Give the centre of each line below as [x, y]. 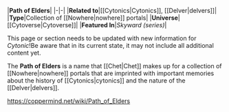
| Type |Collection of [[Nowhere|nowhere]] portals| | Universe [93, 18]
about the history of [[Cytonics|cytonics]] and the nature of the [96, 81]
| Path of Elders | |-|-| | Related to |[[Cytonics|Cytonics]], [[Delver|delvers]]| [112, 11]
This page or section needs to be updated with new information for [102, 38]
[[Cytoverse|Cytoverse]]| [43, 25]
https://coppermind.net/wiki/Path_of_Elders [69, 101]
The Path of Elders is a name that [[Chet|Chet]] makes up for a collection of [115, 66]
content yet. [24, 53]
